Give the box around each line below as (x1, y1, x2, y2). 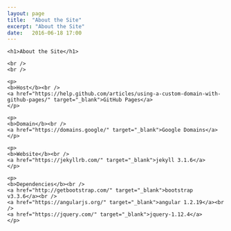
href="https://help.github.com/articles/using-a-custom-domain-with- (16, 90, 221, 97)
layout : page (7, 10, 45, 17)
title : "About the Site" (7, 17, 82, 23)
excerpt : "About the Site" (7, 23, 85, 30)
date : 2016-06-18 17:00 (7, 29, 82, 37)
